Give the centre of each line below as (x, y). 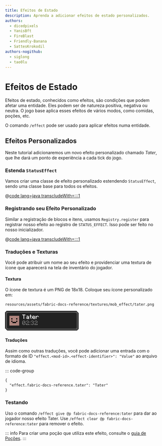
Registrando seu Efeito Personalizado (51, 209)
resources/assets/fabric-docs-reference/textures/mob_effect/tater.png (80, 305)
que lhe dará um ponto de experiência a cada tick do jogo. (64, 158)
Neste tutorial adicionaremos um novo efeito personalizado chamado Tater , (81, 153)
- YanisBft (21, 31)
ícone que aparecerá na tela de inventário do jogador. (59, 268)
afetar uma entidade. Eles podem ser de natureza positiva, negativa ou (76, 106)
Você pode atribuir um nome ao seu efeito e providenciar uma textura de (78, 262)
